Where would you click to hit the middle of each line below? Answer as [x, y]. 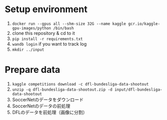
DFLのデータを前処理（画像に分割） [50, 112]
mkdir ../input [28, 50]
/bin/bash [63, 28]
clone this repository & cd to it [43, 33]
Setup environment [46, 9]
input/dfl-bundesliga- [139, 90]
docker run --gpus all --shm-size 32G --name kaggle [69, 24]
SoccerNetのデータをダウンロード [48, 99]
